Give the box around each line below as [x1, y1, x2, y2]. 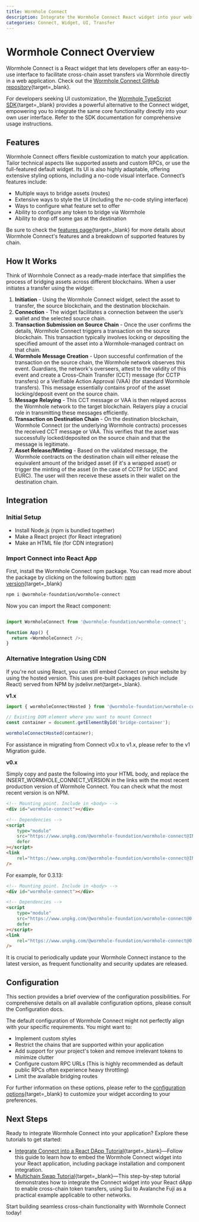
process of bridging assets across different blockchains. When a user [6, 278, 176, 285]
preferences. [6, 1096, 37, 1104]
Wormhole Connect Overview [6, 45, 155, 59]
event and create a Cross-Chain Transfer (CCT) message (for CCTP [14, 371, 181, 378]
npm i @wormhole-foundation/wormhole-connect [6, 591, 120, 597]
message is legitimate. [14, 440, 70, 448]
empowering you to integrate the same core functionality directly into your [6, 108, 188, 115]
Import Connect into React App [6, 554, 98, 562]
